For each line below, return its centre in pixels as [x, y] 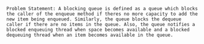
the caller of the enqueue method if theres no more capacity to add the [102, 14]
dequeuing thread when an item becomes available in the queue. [90, 35]
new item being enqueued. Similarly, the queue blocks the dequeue [94, 19]
